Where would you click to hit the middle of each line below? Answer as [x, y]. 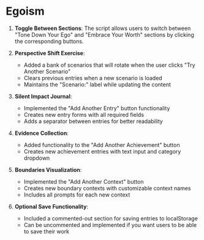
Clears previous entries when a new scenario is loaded [93, 78]
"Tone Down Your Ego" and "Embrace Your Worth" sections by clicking [104, 34]
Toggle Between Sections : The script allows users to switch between [103, 28]
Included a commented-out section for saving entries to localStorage [111, 218]
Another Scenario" [47, 71]
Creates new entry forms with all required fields [84, 114]
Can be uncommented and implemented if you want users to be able [110, 225]
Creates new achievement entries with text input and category [102, 151]
